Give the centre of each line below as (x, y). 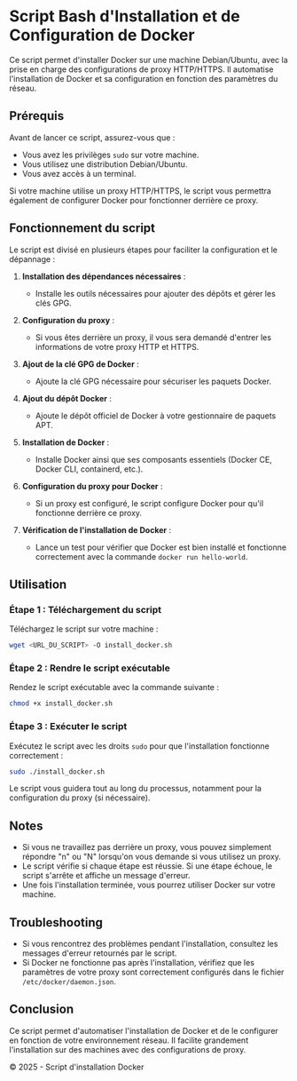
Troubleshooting (56, 922)
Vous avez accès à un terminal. (79, 173)
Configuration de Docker (102, 35)
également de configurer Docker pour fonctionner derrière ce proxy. (134, 200)
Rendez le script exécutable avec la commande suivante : (114, 688)
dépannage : (32, 258)
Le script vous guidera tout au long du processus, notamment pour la (135, 789)
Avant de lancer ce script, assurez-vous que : (92, 137)
